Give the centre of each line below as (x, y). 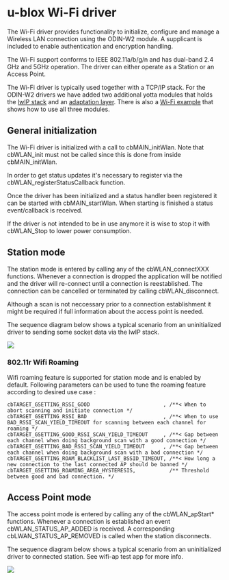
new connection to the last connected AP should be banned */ (97, 464)
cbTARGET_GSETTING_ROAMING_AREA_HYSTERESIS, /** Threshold (108, 470)
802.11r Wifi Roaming (43, 363)
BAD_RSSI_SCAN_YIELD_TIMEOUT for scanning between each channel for (107, 422)
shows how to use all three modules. (59, 109)
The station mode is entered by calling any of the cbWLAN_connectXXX (108, 269)
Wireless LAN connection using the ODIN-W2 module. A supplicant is (105, 38)
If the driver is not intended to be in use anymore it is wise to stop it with (109, 223)
